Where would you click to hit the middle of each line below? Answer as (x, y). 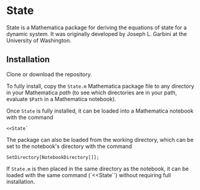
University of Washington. (39, 40)
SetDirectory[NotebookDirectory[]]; (53, 157)
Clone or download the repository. (49, 74)
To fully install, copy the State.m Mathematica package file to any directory (100, 86)
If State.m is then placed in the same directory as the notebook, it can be (98, 169)
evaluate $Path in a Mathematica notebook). (61, 99)
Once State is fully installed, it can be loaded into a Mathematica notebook (100, 111)
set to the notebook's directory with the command (69, 146)
